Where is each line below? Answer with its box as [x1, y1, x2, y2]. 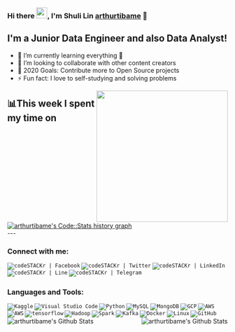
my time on [7, 112, 57, 124]
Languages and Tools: [7, 287, 84, 297]
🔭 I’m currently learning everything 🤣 [17, 51, 124, 60]
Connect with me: [7, 246, 69, 256]
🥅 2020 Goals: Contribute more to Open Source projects [17, 66, 180, 74]
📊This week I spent [7, 98, 95, 110]
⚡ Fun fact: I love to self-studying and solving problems [17, 74, 177, 82]
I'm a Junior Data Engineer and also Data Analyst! [7, 32, 227, 45]
